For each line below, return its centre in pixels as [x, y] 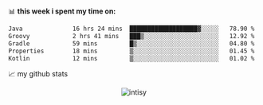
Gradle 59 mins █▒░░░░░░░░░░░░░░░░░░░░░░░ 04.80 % [131, 43]
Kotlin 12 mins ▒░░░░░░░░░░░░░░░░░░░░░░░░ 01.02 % [131, 58]
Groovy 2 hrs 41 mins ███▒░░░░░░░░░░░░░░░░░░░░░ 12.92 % [131, 36]
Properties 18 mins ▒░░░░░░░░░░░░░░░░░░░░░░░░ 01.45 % [131, 51]
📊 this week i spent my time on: [62, 11]
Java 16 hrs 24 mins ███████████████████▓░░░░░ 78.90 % [131, 29]
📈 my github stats [38, 74]
